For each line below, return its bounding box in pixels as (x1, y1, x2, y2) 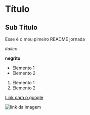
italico (5, 46, 18, 51)
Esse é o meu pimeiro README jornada (5, 36, 85, 42)
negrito (5, 55, 21, 61)
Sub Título (5, 23, 38, 32)
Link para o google (5, 95, 44, 100)
